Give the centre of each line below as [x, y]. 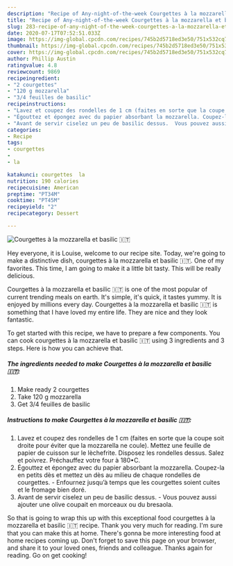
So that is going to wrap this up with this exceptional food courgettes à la [111, 517]
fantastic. [20, 319]
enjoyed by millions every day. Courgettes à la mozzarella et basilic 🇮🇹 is [112, 304]
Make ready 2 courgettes [53, 389]
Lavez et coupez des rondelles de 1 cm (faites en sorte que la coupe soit [121, 438]
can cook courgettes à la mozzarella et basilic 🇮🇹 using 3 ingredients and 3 [116, 340]
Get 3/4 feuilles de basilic [54, 404]
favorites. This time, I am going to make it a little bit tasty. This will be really [114, 268]
